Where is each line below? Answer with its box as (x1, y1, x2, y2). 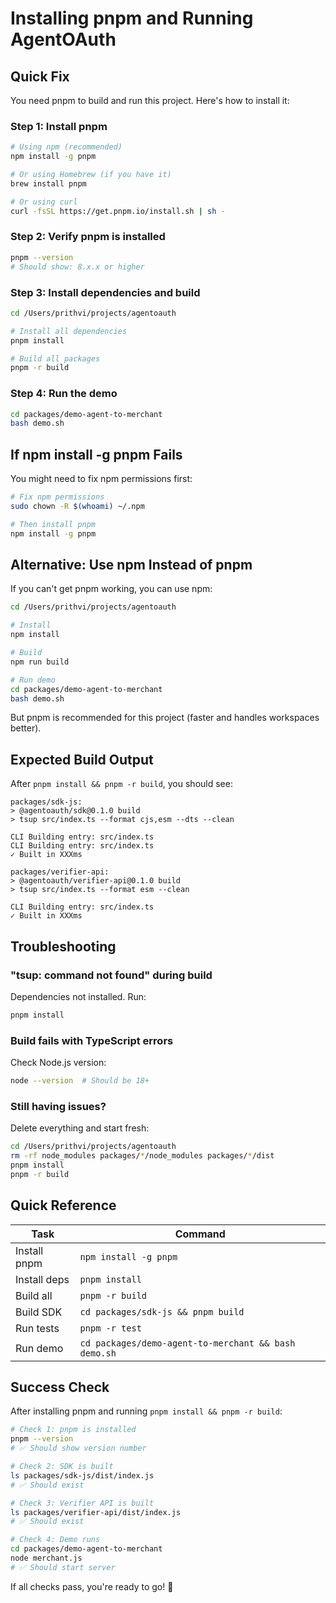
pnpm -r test (79, 1322, 142, 1334)
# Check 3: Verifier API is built (10, 1498, 155, 1508)
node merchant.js (10, 1553, 83, 1564)
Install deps (15, 1272, 70, 1286)
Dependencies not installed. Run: (10, 990, 147, 1002)
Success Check (10, 1378, 110, 1396)
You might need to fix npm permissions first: (10, 473, 193, 485)
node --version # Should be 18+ (10, 1076, 150, 1086)
